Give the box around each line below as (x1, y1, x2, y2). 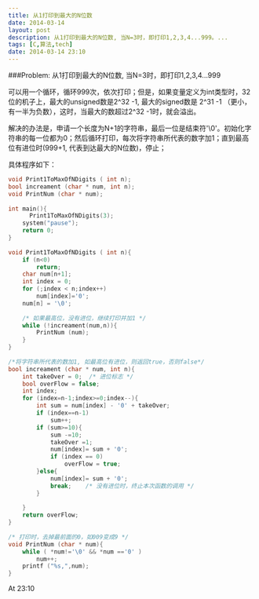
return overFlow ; (22, 511, 79, 519)
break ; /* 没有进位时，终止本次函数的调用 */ (49, 482, 195, 490)
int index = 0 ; (22, 278, 72, 286)
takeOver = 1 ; (49, 438, 93, 446)
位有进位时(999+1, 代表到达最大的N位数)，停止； (8, 143, 166, 152)
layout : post (8, 26, 51, 34)
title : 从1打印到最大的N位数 (8, 11, 93, 20)
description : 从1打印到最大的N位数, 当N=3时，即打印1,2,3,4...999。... (8, 33, 228, 42)
